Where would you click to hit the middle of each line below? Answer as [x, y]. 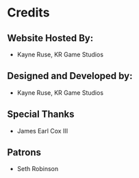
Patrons [24, 153]
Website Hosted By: [50, 38]
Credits [28, 13]
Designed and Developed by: [70, 76]
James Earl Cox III [42, 131]
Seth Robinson [38, 169]
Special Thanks [41, 114]
